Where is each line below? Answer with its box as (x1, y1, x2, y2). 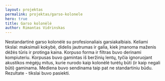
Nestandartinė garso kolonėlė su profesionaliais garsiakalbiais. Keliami (5, 39, 148, 45)
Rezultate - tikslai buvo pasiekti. (5, 70, 70, 76)
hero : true (5, 16, 28, 21)
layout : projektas (5, 7, 43, 12)
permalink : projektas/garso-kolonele (5, 12, 83, 17)
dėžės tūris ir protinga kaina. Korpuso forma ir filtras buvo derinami (5, 50, 142, 55)
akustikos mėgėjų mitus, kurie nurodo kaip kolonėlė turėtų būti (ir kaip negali (5, 60, 161, 66)
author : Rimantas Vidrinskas (5, 26, 65, 30)
